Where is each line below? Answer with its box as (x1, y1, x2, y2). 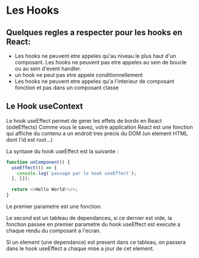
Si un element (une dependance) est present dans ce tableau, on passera (6, 239, 186, 246)
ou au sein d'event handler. (14, 65, 81, 72)
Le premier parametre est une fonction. (6, 203, 102, 210)
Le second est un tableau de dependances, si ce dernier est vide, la (6, 215, 172, 222)
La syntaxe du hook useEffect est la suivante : (6, 147, 119, 155)
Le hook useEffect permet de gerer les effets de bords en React (6, 117, 162, 124)
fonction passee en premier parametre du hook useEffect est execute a (6, 221, 181, 228)
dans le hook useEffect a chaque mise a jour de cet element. (6, 245, 154, 252)
